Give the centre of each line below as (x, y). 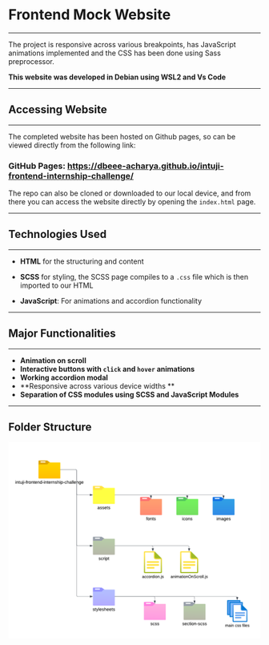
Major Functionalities (62, 334)
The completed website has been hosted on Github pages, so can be (122, 136)
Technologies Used (57, 234)
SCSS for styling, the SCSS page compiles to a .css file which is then (134, 276)
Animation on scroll (53, 360)
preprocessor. (31, 61)
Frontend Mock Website (90, 15)
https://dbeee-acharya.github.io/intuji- (145, 166)
